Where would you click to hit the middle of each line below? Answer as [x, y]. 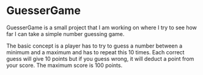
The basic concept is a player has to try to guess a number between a [94, 46]
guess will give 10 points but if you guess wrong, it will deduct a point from [100, 59]
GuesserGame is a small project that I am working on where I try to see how [102, 27]
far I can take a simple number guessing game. [65, 34]
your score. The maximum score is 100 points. [65, 65]
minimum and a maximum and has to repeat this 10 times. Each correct [95, 52]
